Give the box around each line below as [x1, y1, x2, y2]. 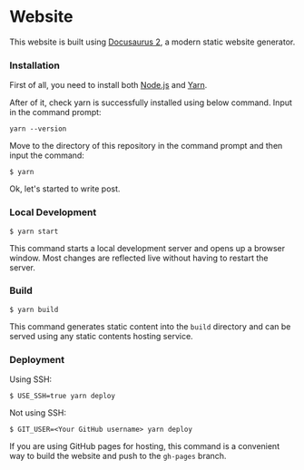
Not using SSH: [9, 407, 66, 418]
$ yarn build [9, 305, 59, 314]
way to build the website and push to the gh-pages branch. [9, 451, 227, 462]
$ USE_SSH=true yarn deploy [9, 392, 116, 401]
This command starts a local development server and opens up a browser [9, 242, 286, 253]
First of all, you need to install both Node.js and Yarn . [9, 80, 208, 91]
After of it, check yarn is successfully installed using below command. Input [9, 97, 293, 108]
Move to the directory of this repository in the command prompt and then [9, 141, 283, 152]
